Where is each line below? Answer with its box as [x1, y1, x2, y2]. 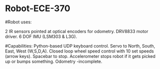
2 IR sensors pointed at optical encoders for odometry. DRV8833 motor [5, 28, 149, 34]
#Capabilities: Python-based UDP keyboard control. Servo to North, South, [5, 43, 155, 49]
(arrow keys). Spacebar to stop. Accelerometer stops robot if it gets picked [5, 53, 156, 59]
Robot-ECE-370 [5, 3, 71, 14]
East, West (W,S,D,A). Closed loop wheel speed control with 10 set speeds [5, 48, 154, 54]
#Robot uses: [5, 19, 32, 25]
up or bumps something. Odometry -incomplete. [5, 58, 102, 64]
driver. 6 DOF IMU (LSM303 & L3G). [5, 34, 77, 39]
